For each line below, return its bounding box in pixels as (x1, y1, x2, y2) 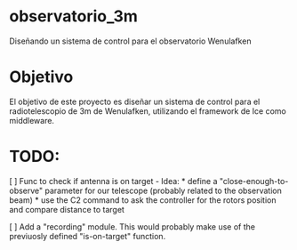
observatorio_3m (9, 6, 138, 27)
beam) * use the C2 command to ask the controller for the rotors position (9, 194, 277, 206)
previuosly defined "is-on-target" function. (9, 230, 166, 241)
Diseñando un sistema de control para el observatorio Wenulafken (9, 36, 252, 46)
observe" (9, 185, 44, 196)
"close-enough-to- (219, 175, 289, 186)
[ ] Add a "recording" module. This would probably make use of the (9, 221, 256, 232)
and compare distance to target (9, 204, 124, 214)
